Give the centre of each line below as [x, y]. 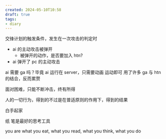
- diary [13, 24]
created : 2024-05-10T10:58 [33, 10]
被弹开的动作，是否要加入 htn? [51, 55]
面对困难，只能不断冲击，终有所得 [40, 89]
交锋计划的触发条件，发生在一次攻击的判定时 [51, 38]
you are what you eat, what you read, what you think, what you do [73, 131]
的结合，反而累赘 [23, 78]
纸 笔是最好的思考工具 [28, 121]
